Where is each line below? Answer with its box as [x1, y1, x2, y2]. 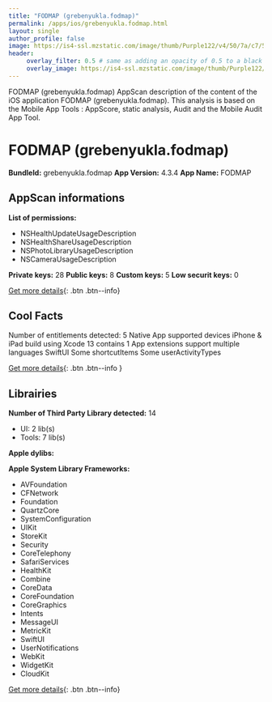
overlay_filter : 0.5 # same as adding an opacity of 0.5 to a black [26, 57, 263, 66]
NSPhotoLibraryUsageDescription [19, 245, 134, 255]
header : [8, 49, 35, 57]
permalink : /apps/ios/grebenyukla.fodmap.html [8, 19, 168, 28]
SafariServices [19, 557, 70, 567]
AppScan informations [8, 191, 125, 205]
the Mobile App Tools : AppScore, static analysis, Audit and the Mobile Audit [8, 104, 263, 113]
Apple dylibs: [8, 449, 54, 458]
